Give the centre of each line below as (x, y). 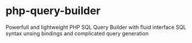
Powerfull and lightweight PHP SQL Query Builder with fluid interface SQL (96, 27)
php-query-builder (53, 11)
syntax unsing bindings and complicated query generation (77, 33)
